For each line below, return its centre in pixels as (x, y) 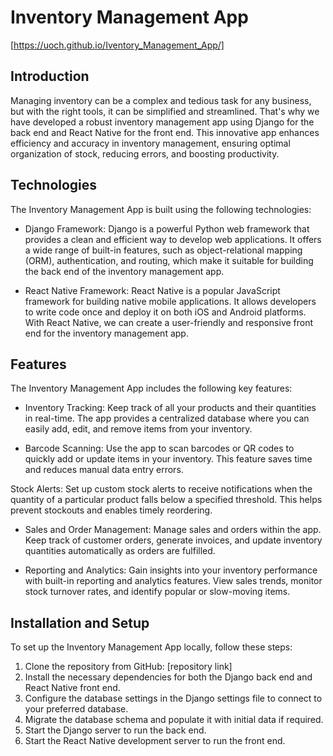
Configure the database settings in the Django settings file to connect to (173, 698)
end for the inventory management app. (106, 333)
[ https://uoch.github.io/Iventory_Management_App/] (117, 45)
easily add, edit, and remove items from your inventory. (138, 429)
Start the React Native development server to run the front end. (155, 741)
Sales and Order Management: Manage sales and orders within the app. (173, 530)
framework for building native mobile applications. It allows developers (170, 301)
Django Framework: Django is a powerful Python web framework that (167, 228)
